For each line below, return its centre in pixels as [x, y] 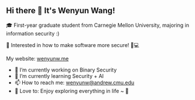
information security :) [33, 33]
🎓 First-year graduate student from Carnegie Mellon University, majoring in [97, 25]
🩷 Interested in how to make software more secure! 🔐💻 [73, 45]
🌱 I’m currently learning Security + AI [59, 76]
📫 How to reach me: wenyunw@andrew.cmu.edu [74, 83]
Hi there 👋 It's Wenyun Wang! [61, 11]
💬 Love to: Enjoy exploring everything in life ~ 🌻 [71, 91]
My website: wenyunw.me [37, 58]
